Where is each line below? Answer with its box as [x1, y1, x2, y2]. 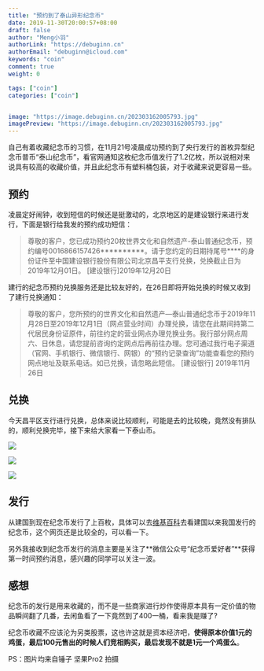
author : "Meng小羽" [8, 33, 70, 42]
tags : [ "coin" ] [8, 84, 58, 92]
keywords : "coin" [8, 56, 65, 64]
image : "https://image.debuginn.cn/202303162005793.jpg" [8, 112, 199, 120]
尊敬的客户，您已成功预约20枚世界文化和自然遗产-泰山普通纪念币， [27, 236, 246, 245]
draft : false [8, 26, 51, 34]
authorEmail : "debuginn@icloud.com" [8, 48, 128, 56]
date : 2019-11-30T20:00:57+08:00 [8, 19, 118, 27]
